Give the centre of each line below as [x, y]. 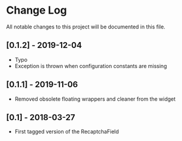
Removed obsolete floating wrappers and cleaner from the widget [95, 99]
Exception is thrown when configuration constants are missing [91, 66]
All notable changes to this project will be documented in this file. [86, 27]
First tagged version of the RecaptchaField [67, 132]
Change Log [36, 10]
